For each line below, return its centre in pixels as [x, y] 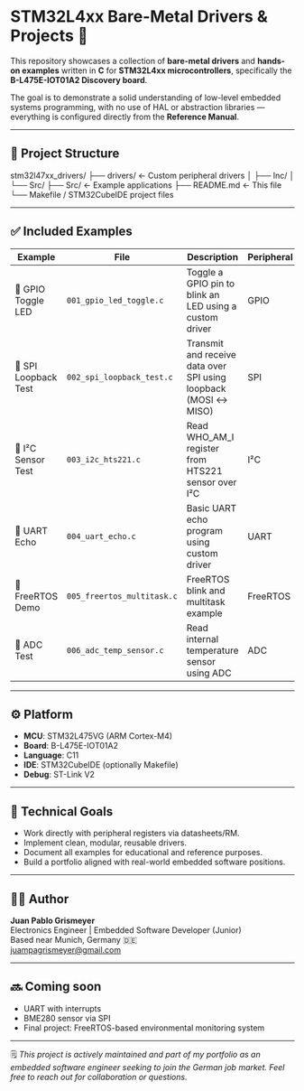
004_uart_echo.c [101, 536]
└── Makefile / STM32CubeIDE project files [92, 194]
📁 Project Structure [65, 154]
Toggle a [205, 272]
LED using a [212, 306]
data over [207, 366]
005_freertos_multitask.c [123, 596]
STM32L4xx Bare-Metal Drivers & [139, 17]
